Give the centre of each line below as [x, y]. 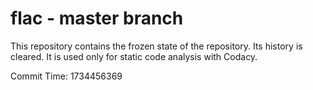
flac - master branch [97, 18]
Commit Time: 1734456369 [66, 76]
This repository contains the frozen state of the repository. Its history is [156, 46]
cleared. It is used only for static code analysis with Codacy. [134, 56]
